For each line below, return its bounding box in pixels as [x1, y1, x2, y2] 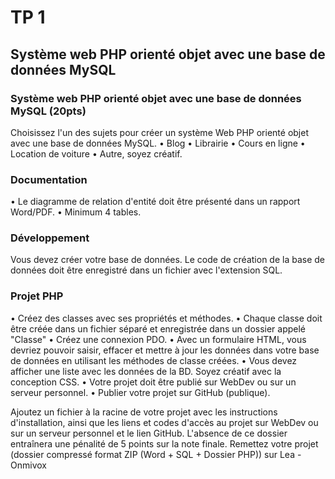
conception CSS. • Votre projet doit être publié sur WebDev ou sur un [10, 376, 297, 388]
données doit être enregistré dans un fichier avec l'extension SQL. [10, 264, 283, 276]
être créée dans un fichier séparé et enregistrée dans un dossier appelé [10, 322, 307, 335]
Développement [10, 231, 90, 245]
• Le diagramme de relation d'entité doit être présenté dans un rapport [10, 196, 301, 208]
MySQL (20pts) [10, 104, 87, 118]
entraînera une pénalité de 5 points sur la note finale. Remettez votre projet [10, 437, 319, 450]
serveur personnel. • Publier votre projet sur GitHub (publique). [10, 386, 271, 398]
